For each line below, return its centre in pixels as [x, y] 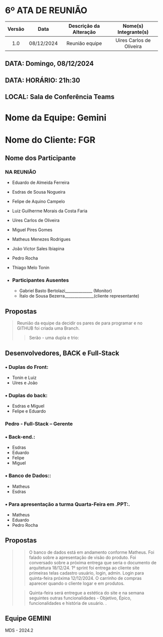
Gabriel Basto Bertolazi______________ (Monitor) [66, 291]
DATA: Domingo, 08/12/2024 [49, 64]
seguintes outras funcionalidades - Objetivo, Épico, [80, 598]
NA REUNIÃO [21, 172]
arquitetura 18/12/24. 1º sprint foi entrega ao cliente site [84, 568]
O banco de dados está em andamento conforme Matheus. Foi [91, 552]
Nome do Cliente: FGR [50, 140]
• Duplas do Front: [27, 367]
